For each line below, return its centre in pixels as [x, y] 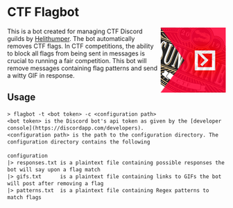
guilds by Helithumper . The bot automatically [71, 38]
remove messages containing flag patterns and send [83, 68]
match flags [24, 197]
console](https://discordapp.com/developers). [76, 128]
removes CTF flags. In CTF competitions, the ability [80, 46]
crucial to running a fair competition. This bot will [77, 60]
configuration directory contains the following [79, 142]
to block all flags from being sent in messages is [76, 53]
